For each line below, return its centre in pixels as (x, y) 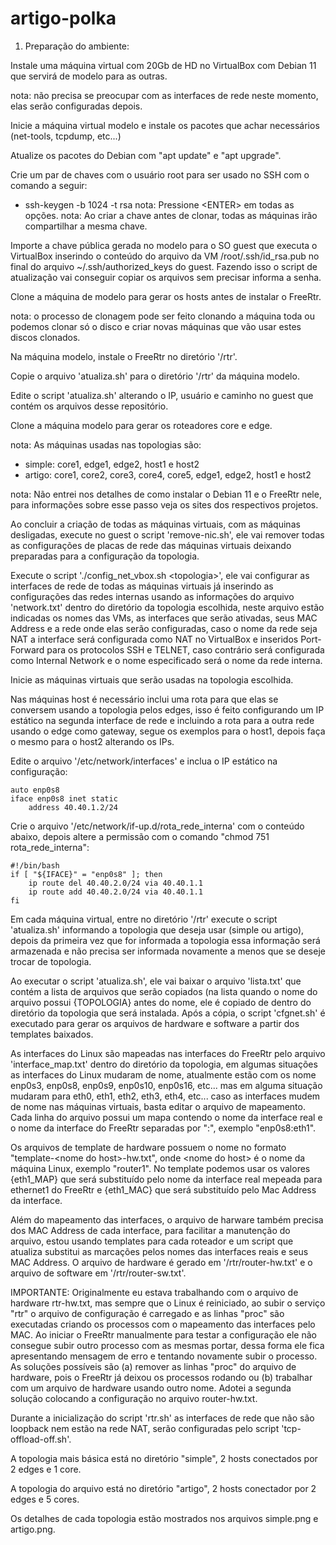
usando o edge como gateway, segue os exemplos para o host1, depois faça (168, 731)
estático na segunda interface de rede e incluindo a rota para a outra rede (162, 720)
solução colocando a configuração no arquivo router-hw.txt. (134, 1398)
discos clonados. (45, 337)
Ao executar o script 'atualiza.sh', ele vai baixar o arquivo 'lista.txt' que (156, 981)
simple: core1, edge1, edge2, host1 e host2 (112, 464)
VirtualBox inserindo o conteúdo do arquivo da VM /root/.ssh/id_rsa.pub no (165, 256)
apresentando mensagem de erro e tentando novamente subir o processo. (164, 1356)
